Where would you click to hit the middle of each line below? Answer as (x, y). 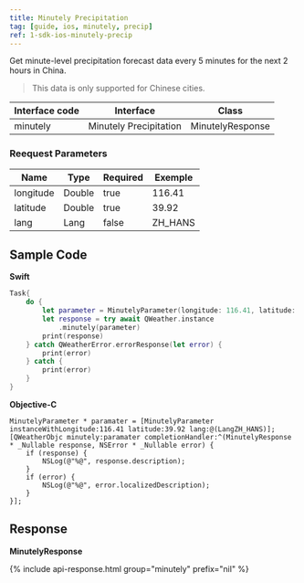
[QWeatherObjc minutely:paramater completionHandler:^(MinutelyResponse (151, 437)
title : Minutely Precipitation (69, 18)
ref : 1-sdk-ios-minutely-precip (71, 35)
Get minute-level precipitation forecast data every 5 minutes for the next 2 (149, 61)
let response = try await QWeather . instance (128, 319)
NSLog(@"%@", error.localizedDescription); (126, 485)
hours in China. (38, 70)
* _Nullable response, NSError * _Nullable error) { (112, 445)
